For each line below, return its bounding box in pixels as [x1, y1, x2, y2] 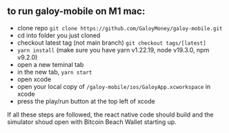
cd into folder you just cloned [17, 31, 101, 39]
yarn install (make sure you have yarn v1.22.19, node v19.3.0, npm [17, 45, 210, 54]
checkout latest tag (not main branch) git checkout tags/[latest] [17, 38, 207, 47]
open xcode [17, 75, 52, 83]
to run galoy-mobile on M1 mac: [7, 6, 146, 17]
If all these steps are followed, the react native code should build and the [7, 110, 214, 119]
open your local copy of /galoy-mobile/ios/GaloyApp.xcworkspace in [17, 82, 211, 90]
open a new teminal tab [17, 60, 84, 68]
